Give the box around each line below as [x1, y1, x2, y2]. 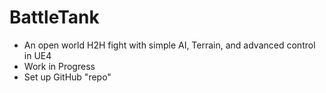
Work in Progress [23, 60, 96, 72]
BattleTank [9, 6, 100, 29]
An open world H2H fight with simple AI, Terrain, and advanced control [23, 39, 316, 51]
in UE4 [23, 49, 52, 61]
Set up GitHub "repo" [23, 71, 112, 83]
